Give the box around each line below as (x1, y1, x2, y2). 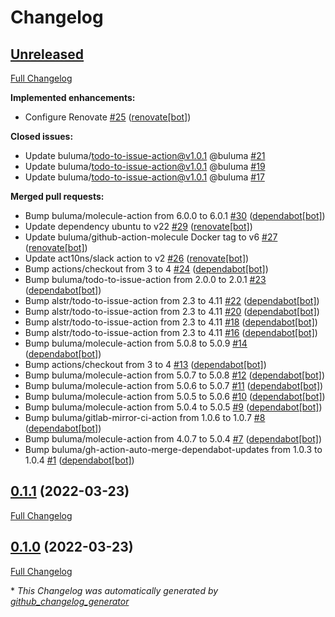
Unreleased (10, 46, 85, 63)
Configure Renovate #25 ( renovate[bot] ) (24, 111, 192, 123)
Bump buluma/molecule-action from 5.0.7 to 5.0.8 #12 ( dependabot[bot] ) (24, 369, 325, 381)
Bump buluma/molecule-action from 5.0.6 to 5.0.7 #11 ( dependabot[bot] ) (24, 380, 324, 391)
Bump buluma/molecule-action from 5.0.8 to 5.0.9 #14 (24, 337, 248, 349)
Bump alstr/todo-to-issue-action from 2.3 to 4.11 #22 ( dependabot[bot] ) (24, 295, 320, 306)
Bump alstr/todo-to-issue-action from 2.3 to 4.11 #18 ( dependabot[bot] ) (24, 316, 318, 328)
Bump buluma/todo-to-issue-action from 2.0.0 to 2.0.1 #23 (24, 274, 267, 285)
